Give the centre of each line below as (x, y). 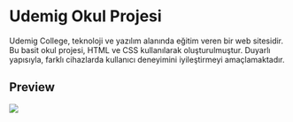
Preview (32, 87)
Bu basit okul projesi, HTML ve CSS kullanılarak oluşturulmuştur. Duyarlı (140, 50)
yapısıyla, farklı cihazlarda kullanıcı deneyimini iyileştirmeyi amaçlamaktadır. (147, 59)
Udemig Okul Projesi (85, 16)
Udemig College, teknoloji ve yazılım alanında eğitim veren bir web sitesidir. (146, 41)
